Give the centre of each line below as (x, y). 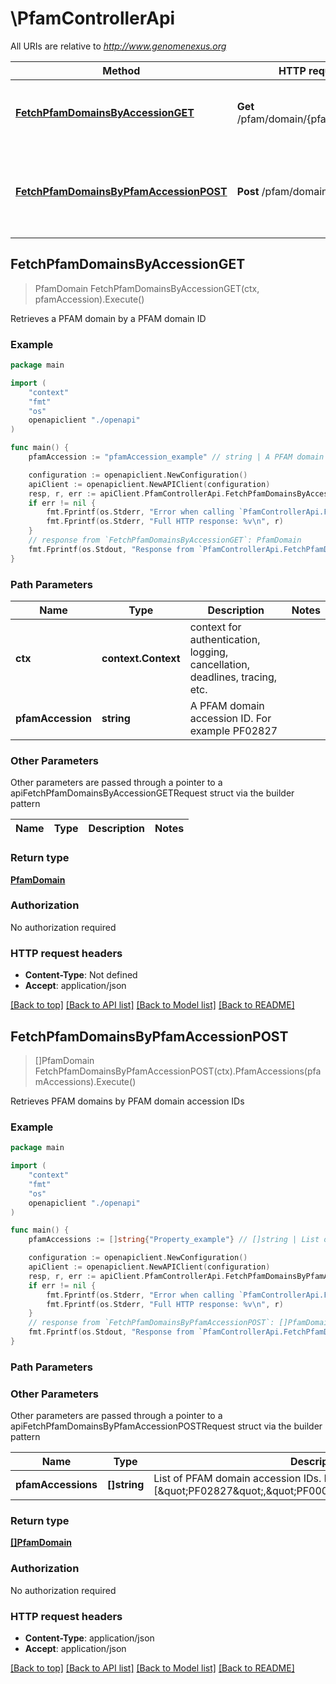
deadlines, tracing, (233, 677)
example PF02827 (233, 730)
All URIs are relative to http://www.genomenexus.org (118, 46)
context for (215, 627)
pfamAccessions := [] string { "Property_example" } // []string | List (174, 1240)
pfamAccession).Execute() (89, 299)
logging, (209, 652)
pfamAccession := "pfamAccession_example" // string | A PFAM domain (176, 457)
